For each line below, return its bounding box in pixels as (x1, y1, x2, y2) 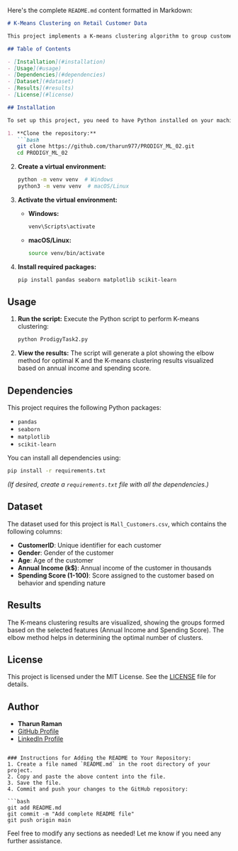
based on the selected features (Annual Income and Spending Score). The (7, 625, 225, 634)
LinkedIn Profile (17, 735, 64, 743)
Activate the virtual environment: (17, 195, 118, 204)
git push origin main (7, 817, 72, 824)
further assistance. (7, 837, 62, 845)
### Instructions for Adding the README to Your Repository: (7, 754, 192, 762)
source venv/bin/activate (28, 249, 105, 256)
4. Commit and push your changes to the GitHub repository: (7, 786, 189, 793)
